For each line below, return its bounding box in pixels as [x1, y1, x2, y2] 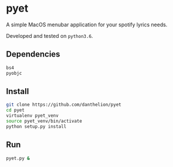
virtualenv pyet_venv [6, 113, 59, 119]
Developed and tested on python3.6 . [6, 32, 94, 39]
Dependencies [6, 49, 60, 60]
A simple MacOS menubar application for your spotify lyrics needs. [6, 21, 168, 28]
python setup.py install [6, 123, 67, 130]
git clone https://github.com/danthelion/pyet [6, 102, 122, 108]
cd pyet [6, 107, 25, 113]
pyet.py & [6, 155, 30, 161]
